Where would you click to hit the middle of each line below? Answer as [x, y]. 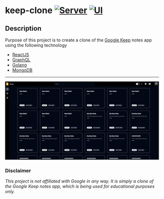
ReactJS [20, 54]
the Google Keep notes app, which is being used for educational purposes [80, 186]
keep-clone [29, 10]
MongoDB [22, 70]
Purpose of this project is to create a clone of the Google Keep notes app [79, 40]
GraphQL [21, 60]
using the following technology [36, 45]
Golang [19, 65]
